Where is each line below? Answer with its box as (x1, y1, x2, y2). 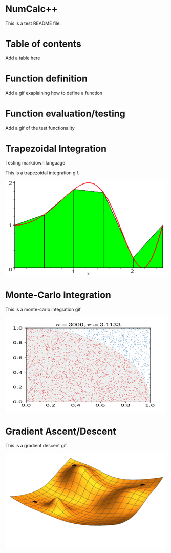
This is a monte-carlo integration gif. (5, 306, 82, 312)
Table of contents (5, 38, 82, 50)
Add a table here (5, 55, 40, 61)
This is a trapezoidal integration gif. (5, 170, 79, 176)
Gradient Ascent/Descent (5, 425, 116, 437)
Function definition (5, 73, 88, 85)
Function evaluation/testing (5, 108, 125, 119)
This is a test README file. (5, 20, 61, 26)
